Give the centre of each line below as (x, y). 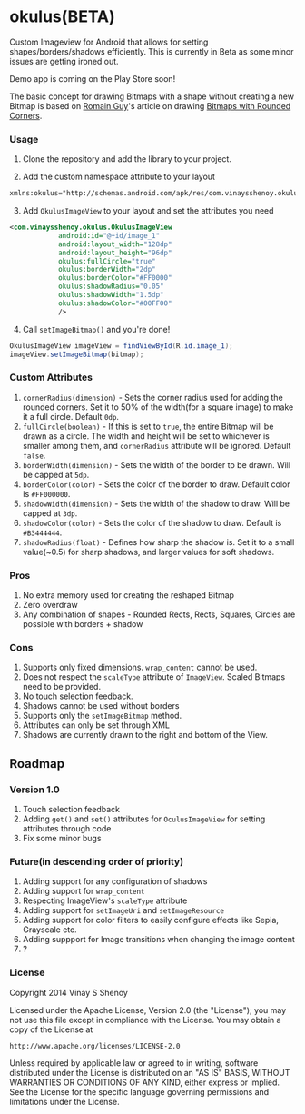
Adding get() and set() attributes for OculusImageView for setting (144, 819)
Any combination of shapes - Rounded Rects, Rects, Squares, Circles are (159, 614)
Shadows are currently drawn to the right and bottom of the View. (145, 735)
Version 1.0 (35, 790)
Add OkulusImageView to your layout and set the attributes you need (148, 211)
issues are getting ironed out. (64, 61)
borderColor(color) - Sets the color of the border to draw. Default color (156, 484)
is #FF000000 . (46, 493)
